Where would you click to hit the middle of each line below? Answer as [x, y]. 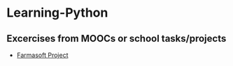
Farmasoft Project [42, 55]
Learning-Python [57, 13]
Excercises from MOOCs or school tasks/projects [116, 39]
